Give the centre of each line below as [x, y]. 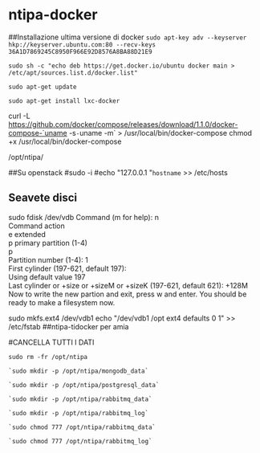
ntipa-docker [53, 15]
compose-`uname [38, 133]
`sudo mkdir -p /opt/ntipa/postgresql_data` [84, 385]
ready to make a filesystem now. [62, 302]
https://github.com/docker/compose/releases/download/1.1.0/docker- [123, 124]
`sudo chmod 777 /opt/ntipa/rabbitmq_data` [82, 427]
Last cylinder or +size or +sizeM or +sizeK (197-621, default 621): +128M [128, 285]
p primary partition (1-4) [48, 243]
